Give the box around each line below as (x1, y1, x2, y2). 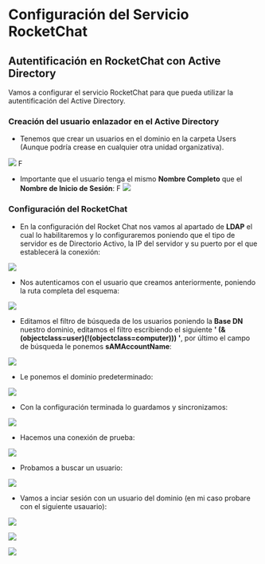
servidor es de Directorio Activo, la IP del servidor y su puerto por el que (19, 239, 258, 248)
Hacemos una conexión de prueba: (19, 432, 135, 442)
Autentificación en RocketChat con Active (8, 54, 221, 68)
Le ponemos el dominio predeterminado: (19, 371, 154, 381)
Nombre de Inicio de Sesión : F (19, 184, 121, 193)
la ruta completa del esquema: (19, 286, 119, 295)
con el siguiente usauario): (19, 501, 107, 511)
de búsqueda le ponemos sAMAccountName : (19, 341, 173, 351)
